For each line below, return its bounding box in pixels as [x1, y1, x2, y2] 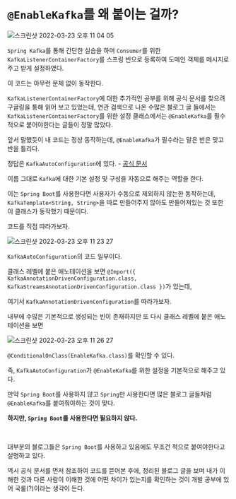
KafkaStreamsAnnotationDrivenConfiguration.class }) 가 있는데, [7, 282, 192, 290]
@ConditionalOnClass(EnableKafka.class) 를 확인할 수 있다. [7, 351, 175, 359]
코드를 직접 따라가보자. [7, 222, 70, 230]
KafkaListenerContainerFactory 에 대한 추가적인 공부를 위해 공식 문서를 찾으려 [7, 93, 225, 102]
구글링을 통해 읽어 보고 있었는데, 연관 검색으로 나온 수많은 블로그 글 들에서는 [7, 102, 217, 111]
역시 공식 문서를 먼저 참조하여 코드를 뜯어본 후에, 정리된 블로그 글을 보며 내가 [7, 466, 218, 474]
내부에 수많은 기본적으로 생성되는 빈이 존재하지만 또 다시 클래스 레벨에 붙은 [7, 312, 213, 320]
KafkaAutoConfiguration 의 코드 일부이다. [7, 252, 122, 260]
